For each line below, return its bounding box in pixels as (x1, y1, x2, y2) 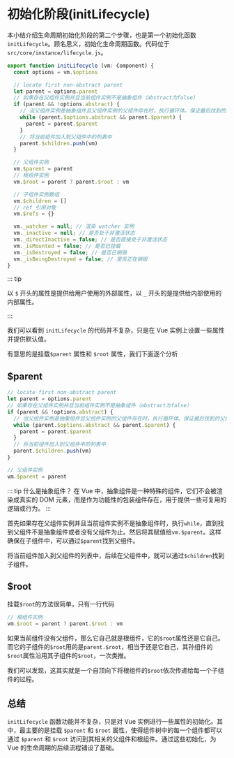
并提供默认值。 (7, 335, 50, 343)
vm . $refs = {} (13, 210, 54, 217)
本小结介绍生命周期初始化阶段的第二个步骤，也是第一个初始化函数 (7, 31, 196, 39)
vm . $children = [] (13, 197, 68, 205)
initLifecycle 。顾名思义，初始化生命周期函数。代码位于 (7, 39, 171, 48)
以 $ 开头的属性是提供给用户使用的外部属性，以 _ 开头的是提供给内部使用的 (7, 289, 222, 298)
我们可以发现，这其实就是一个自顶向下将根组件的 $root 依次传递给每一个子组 (7, 666, 224, 675)
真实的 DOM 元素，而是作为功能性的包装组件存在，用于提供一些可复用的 (19, 495, 227, 504)
